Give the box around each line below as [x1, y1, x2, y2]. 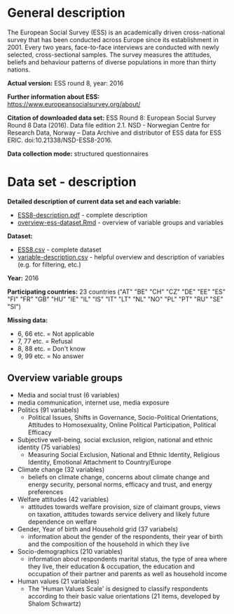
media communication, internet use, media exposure [17, 398, 170, 407]
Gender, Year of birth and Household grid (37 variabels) [17, 524, 179, 533]
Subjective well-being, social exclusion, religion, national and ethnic [17, 435, 213, 444]
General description [7, 5, 125, 21]
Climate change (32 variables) [17, 465, 105, 474]
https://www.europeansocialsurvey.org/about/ [7, 100, 141, 108]
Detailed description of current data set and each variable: [7, 197, 181, 205]
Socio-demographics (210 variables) [17, 547, 123, 555]
